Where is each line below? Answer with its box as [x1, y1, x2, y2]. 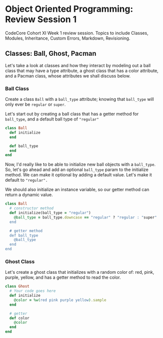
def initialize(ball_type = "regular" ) [9, 211, 91, 216]
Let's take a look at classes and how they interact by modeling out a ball [5, 62, 151, 68]
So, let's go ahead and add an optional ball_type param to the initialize [5, 167, 149, 172]
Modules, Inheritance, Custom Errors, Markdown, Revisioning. [5, 35, 131, 41]
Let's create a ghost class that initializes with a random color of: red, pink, [5, 269, 155, 275]
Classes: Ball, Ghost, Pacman [5, 49, 97, 58]
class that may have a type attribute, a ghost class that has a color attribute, [5, 68, 159, 73]
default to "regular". [5, 177, 48, 183]
